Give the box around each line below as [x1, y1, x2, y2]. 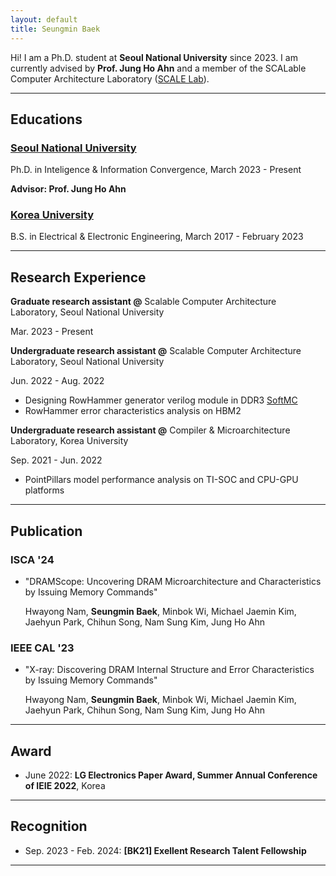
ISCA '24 [10, 552, 55, 566]
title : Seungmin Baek [10, 24, 101, 34]
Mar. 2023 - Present [10, 326, 94, 338]
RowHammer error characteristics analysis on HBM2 [24, 405, 242, 417]
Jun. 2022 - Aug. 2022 [10, 375, 105, 387]
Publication [10, 522, 83, 540]
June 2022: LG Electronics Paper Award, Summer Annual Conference [24, 769, 318, 781]
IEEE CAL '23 [10, 641, 75, 655]
